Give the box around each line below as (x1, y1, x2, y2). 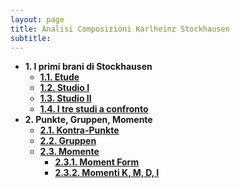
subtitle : (10, 33, 52, 43)
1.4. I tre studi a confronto (39, 103, 149, 115)
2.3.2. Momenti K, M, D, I (54, 167, 160, 179)
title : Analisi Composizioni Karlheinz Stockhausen (10, 24, 230, 34)
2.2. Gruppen (39, 135, 97, 147)
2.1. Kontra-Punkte (39, 124, 120, 136)
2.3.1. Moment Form (54, 156, 140, 168)
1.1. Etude (39, 71, 80, 83)
